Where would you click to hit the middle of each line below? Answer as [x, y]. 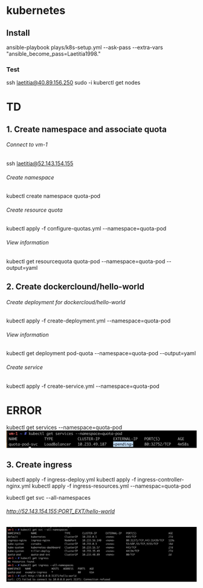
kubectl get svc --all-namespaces [48, 497]
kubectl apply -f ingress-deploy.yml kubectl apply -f [71, 479]
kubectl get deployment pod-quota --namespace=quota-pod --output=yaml [101, 353]
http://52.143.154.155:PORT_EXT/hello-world [61, 511]
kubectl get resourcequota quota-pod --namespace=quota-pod [86, 261]
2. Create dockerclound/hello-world [76, 287]
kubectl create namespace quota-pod [53, 196]
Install [18, 33]
